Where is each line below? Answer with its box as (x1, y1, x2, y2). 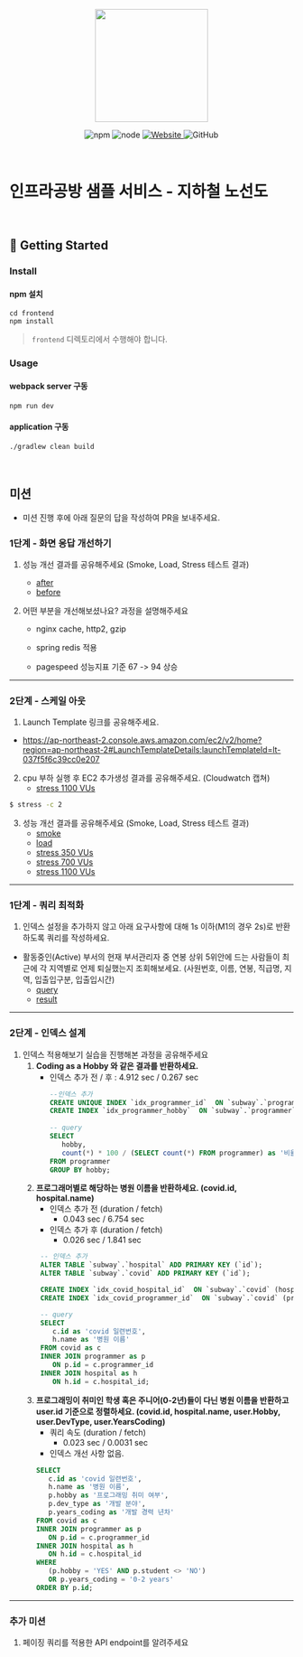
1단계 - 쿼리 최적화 (9, 899, 84, 912)
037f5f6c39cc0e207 (22, 754, 100, 765)
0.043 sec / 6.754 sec (62, 1213, 144, 1224)
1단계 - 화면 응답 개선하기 (9, 537, 112, 549)
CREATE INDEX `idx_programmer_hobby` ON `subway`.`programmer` (49, 1107, 297, 1116)
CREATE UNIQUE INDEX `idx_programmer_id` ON (49, 1098, 224, 1107)
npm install (9, 317, 54, 326)
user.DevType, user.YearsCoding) (35, 1416, 166, 1427)
